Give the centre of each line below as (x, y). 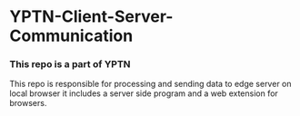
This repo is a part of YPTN (70, 64)
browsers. (28, 103)
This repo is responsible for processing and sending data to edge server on (151, 84)
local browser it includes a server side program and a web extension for (144, 93)
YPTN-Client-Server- (91, 17)
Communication (71, 36)
